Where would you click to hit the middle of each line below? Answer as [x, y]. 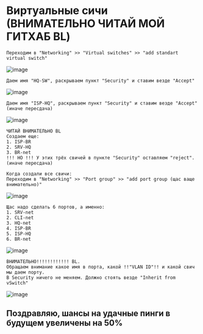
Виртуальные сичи [57, 11]
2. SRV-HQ [19, 147]
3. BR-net [19, 152]
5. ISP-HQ [19, 234]
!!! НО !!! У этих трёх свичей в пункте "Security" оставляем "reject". [101, 158]
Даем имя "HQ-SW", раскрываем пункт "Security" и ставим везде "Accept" [101, 81]
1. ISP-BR [19, 142]
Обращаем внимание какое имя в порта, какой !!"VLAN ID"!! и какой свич [101, 267]
